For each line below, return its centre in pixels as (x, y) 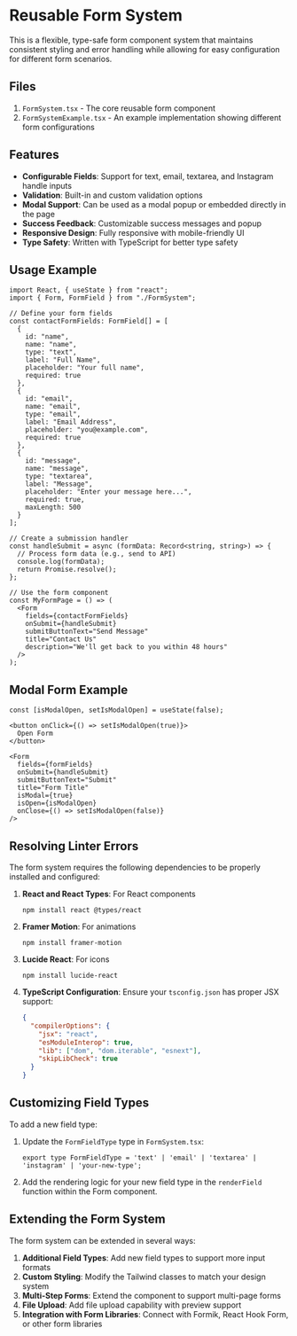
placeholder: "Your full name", (85, 368)
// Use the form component (59, 593)
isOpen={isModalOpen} (57, 803)
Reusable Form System (96, 16)
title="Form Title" (53, 788)
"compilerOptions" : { (70, 1026)
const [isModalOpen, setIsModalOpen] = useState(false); (117, 710)
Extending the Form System (87, 1219)
